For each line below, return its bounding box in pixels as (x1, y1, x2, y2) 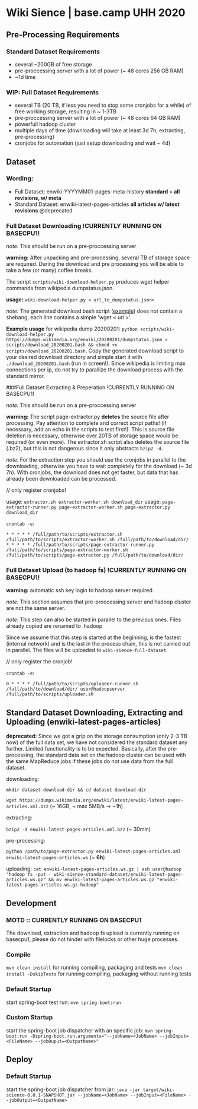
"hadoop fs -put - (6, 872, 51, 878)
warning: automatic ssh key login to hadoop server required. (6, 587, 154, 594)
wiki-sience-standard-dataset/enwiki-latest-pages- (53, 872, 184, 878)
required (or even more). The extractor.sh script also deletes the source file (6, 438, 189, 446)
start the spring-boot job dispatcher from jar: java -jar (6, 1086, 141, 1093)
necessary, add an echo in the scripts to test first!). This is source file (6, 426, 175, 433)
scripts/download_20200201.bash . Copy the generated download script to (6, 347, 184, 354)
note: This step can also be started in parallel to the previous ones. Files (6, 616, 181, 623)
